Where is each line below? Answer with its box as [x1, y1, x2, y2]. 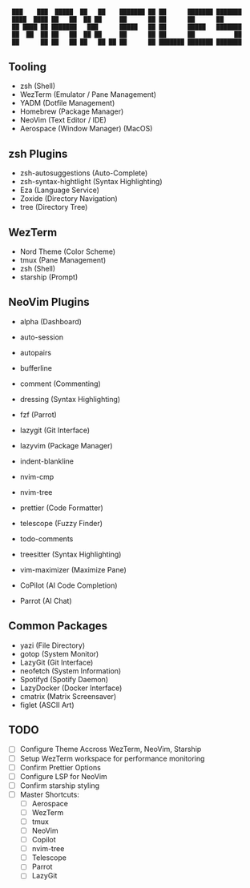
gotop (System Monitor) [19, 649, 99, 658]
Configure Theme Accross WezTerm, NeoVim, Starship [19, 745, 202, 754]
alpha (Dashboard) [19, 316, 83, 326]
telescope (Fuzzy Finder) [19, 518, 103, 528]
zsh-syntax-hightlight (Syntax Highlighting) [19, 177, 163, 187]
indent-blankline [19, 456, 75, 466]
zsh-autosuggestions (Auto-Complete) [19, 168, 148, 178]
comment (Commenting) [19, 379, 102, 388]
